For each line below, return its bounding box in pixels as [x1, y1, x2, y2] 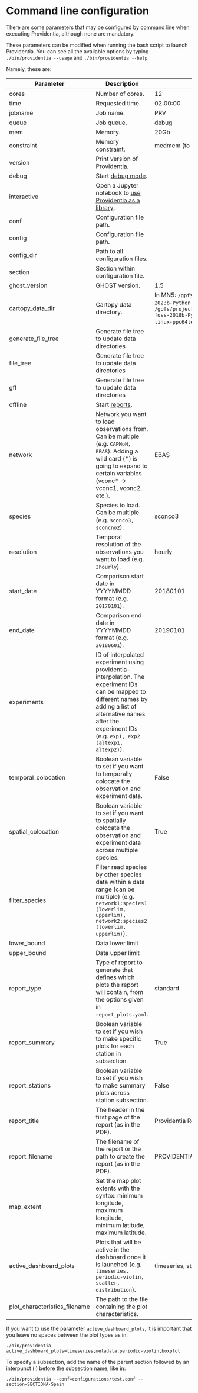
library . [95, 203, 115, 211]
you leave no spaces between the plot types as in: [6, 1331, 128, 1339]
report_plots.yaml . [95, 1010, 149, 1018]
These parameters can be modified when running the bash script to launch [6, 41, 188, 49]
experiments [9, 697, 44, 706]
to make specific [95, 1034, 141, 1043]
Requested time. [95, 99, 141, 107]
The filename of [95, 1137, 140, 1146]
